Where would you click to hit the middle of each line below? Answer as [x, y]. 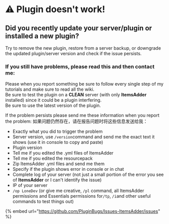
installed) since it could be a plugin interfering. [53, 100]
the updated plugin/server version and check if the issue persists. [74, 53]
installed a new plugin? [42, 36]
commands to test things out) [43, 202]
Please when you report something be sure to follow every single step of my [84, 84]
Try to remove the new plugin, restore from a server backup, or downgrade [83, 48]
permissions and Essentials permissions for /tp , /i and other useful [81, 196]
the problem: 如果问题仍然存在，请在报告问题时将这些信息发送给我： [76, 121]
